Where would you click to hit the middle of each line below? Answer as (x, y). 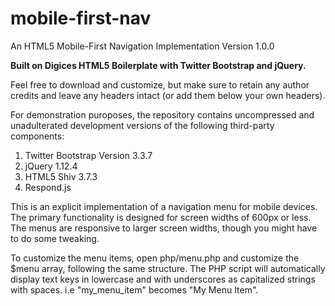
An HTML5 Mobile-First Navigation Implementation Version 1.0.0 (142, 46)
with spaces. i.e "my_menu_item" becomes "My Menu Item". (134, 289)
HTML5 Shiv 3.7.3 (61, 176)
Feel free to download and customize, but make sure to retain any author (160, 84)
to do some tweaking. (55, 238)
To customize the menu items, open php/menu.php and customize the (155, 258)
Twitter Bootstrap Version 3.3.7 (88, 155)
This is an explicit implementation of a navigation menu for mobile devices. (164, 206)
